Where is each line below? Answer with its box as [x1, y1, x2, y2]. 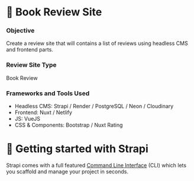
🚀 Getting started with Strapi [6, 142, 149, 156]
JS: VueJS [14, 115, 40, 122]
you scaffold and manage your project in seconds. [6, 168, 129, 175]
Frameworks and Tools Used [6, 89, 90, 97]
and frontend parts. [6, 46, 53, 53]
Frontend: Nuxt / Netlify [14, 109, 73, 116]
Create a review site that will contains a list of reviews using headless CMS [6, 40, 188, 47]
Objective [6, 27, 35, 35]
